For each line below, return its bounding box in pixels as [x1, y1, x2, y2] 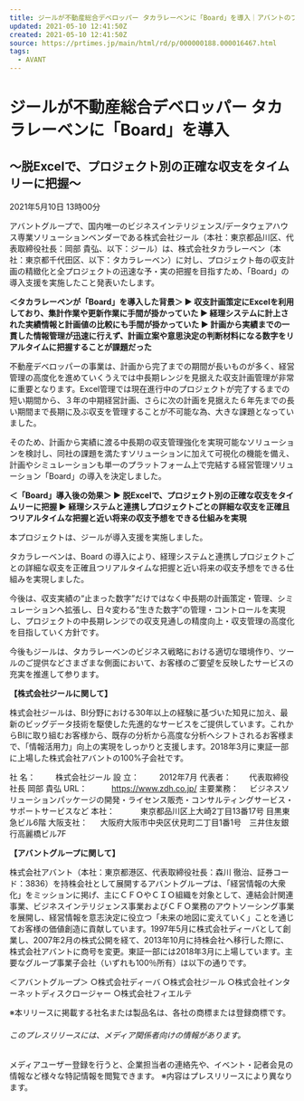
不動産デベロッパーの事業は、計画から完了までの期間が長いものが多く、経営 [9, 361, 295, 371]
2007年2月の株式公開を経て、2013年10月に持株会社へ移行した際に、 [33, 934, 290, 945]
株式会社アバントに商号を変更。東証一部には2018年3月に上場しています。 [9, 946, 285, 956]
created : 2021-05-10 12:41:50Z [9, 30, 128, 39]
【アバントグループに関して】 [9, 847, 120, 858]
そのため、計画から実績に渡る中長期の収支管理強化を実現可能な [9, 436, 247, 447]
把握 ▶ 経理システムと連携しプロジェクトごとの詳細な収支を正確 [40, 502, 282, 512]
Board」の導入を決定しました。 [48, 471, 166, 481]
